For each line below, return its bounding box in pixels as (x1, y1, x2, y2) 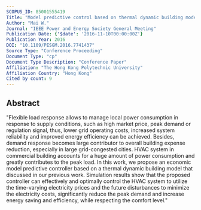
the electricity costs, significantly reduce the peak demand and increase (6, 190, 184, 197)
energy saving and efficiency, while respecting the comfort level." (6, 196, 168, 204)
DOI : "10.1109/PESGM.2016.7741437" (6, 43, 95, 49)
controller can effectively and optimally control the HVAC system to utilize (6, 178, 188, 185)
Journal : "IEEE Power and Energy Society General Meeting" (6, 25, 157, 32)
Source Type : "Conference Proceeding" (6, 48, 103, 54)
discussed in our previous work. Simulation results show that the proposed (6, 171, 190, 178)
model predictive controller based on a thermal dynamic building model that (6, 164, 193, 172)
